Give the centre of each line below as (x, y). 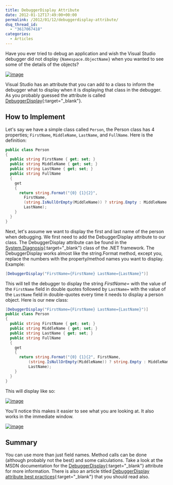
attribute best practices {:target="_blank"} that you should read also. (77, 477)
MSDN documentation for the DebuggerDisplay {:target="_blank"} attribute (84, 466)
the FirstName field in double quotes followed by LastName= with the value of (86, 289)
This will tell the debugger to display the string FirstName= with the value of (86, 283)
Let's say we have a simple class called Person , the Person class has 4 (80, 129)
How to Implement (35, 117)
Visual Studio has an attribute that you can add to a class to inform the (80, 84)
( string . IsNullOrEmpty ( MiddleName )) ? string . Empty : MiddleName (96, 202)
